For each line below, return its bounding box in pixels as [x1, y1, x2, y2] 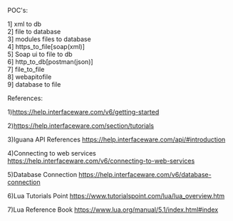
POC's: [7, 6, 29, 14]
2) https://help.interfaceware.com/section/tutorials [7, 122, 155, 130]
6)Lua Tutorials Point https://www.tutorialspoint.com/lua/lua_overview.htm [7, 192, 225, 200]
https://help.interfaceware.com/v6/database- [78, 171, 212, 178]
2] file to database [7, 28, 61, 36]
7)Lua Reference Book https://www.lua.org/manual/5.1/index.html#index [7, 205, 219, 214]
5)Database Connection [7, 171, 77, 178]
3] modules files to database [7, 35, 91, 43]
